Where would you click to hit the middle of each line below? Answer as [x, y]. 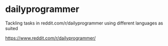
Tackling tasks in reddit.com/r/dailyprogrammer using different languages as [84, 23]
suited [12, 28]
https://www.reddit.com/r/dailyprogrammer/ [51, 38]
